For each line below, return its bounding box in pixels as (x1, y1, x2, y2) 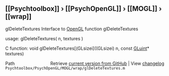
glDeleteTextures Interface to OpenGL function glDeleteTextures (5, 26, 139, 32)
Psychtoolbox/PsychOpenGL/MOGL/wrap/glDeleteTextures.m (5, 65, 125, 70)
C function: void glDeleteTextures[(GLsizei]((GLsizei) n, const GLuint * (5, 45, 150, 51)
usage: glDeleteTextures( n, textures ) (5, 35, 83, 41)
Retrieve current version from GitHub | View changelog (50, 60, 164, 66)
